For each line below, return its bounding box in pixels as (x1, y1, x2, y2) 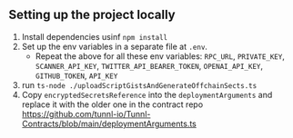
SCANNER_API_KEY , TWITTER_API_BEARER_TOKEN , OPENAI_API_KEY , (35, 60, 264, 71)
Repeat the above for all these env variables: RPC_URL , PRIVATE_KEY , (35, 50, 286, 62)
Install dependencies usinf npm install (21, 31, 168, 42)
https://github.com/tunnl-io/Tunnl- (21, 108, 151, 119)
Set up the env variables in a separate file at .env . (21, 41, 208, 52)
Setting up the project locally (8, 7, 176, 23)
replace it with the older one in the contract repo (21, 99, 204, 110)
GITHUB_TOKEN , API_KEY (35, 70, 118, 81)
